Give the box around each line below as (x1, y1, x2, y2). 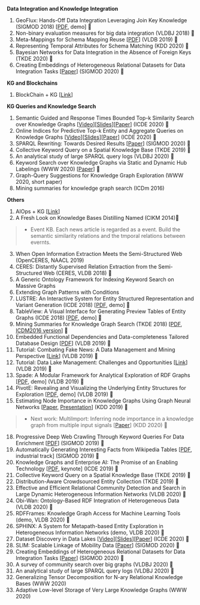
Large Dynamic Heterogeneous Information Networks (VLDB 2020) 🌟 (15, 491, 186, 497)
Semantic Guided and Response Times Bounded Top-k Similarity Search (15, 114, 195, 121)
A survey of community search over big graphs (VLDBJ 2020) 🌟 (15, 561, 173, 568)
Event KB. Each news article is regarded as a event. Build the (30, 226, 181, 233)
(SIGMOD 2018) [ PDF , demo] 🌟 (15, 23, 92, 30)
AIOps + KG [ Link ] (15, 208, 60, 215)
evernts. (30, 239, 51, 246)
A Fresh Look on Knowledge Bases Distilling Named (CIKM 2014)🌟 (15, 214, 179, 221)
